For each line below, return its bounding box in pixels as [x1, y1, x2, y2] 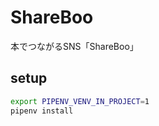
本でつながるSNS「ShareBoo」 [10, 40, 139, 52]
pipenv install [10, 106, 74, 116]
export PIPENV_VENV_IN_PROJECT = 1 [10, 96, 150, 106]
